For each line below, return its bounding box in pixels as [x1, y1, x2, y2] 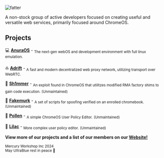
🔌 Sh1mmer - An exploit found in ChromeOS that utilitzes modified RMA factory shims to [5, 80, 159, 87]
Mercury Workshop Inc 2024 [5, 144, 54, 149]
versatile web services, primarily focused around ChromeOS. [5, 20, 129, 25]
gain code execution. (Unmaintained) [5, 89, 68, 94]
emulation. [5, 54, 23, 59]
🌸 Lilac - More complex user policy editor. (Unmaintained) [5, 123, 106, 130]
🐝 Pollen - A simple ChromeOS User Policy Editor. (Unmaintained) [5, 113, 120, 119]
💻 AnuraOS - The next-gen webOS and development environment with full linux [5, 47, 146, 54]
